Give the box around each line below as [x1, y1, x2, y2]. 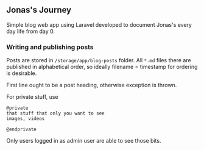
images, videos [6, 116, 45, 122]
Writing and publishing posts [6, 43, 94, 51]
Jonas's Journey [6, 5, 72, 15]
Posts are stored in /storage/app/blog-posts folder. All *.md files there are [6, 57, 191, 64]
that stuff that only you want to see [6, 110, 105, 116]
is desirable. [6, 70, 37, 77]
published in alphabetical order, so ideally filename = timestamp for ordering [6, 63, 198, 71]
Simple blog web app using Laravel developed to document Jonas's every [6, 21, 192, 28]
